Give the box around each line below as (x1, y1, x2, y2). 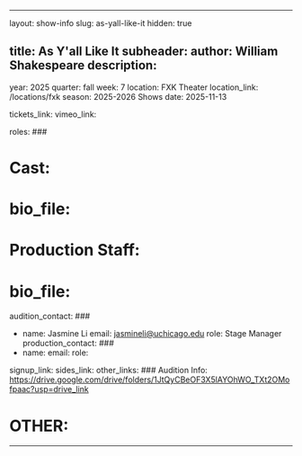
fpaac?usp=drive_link (9, 384, 89, 395)
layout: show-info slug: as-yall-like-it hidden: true (9, 18, 192, 28)
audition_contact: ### (9, 311, 91, 322)
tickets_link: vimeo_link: (9, 109, 97, 120)
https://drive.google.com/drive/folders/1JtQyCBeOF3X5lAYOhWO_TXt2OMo (9, 374, 290, 385)
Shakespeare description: (9, 58, 157, 73)
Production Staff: (9, 240, 141, 261)
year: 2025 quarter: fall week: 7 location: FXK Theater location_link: (9, 82, 259, 93)
